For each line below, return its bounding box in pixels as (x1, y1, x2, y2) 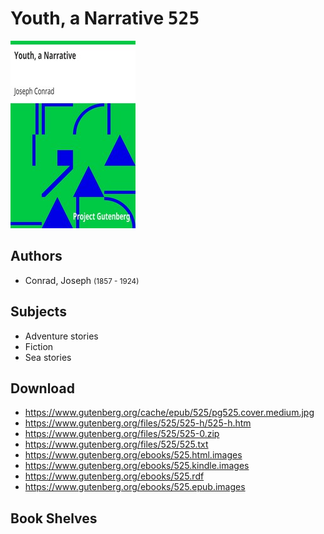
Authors (10, 248, 63, 265)
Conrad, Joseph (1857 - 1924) (24, 274, 140, 286)
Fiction (24, 340, 54, 352)
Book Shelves (10, 510, 98, 527)
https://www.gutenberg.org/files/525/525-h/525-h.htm (24, 417, 252, 429)
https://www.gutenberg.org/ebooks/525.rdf (24, 470, 205, 482)
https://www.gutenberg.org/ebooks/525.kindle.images (24, 460, 250, 472)
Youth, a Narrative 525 (10, 7, 200, 30)
